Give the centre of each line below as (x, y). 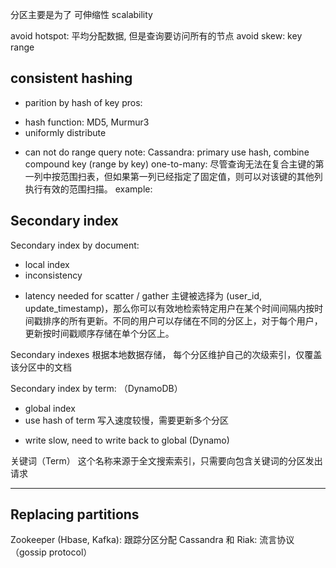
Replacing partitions (75, 514)
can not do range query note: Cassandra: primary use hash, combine (167, 152)
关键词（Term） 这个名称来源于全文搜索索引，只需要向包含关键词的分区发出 (166, 460)
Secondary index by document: (75, 245)
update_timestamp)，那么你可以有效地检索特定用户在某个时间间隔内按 (169, 308)
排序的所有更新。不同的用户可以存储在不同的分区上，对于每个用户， (182, 320)
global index (50, 408)
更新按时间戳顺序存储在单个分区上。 (99, 333)
